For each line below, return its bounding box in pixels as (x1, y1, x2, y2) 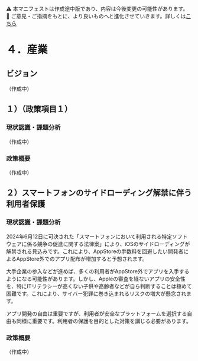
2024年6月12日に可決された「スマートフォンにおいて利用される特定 (6, 233, 173, 240)
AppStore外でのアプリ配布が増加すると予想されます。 (16, 255, 148, 262)
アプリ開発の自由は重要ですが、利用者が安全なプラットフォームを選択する (6, 310, 187, 317)
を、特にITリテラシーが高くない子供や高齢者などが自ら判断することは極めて (6, 282, 192, 289)
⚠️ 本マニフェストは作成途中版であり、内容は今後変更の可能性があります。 (6, 5, 189, 12)
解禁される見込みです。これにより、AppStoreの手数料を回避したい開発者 (6, 248, 184, 255)
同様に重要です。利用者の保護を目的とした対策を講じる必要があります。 (16, 317, 192, 324)
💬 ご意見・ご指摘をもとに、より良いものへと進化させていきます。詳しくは (6, 12, 186, 20)
